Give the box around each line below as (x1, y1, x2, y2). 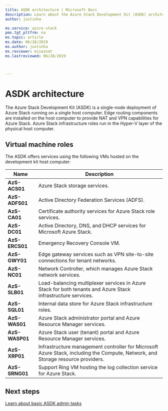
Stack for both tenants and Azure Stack (38, 286, 131, 293)
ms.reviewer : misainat (5, 48, 52, 54)
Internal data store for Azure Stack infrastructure (38, 300, 152, 307)
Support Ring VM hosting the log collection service (38, 364, 158, 371)
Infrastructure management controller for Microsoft (38, 343, 158, 350)
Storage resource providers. (38, 356, 104, 363)
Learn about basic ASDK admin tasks (5, 401, 82, 407)
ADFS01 (7, 200, 28, 207)
